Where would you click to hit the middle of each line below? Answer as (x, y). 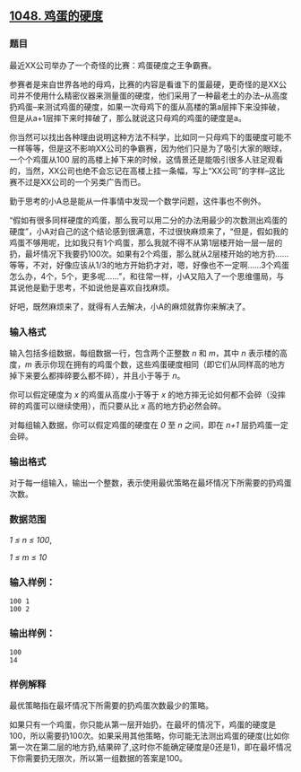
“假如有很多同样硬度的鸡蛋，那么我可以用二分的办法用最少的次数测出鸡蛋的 (149, 220)
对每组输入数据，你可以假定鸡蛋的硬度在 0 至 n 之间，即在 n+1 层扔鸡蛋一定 (149, 425)
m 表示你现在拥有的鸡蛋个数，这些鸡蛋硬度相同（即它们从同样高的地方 (155, 364)
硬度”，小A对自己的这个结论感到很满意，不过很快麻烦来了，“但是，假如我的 (149, 231)
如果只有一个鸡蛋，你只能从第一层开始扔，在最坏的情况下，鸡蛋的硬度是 (142, 724)
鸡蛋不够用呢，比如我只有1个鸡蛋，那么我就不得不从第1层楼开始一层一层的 (146, 242)
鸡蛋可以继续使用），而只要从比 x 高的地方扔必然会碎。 (125, 406)
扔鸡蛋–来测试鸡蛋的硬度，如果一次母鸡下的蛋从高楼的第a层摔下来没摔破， (147, 107)
